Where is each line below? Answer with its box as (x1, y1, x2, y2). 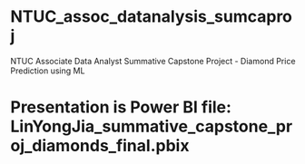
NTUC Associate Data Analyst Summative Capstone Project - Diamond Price (10, 55, 296, 66)
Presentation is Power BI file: (10, 97, 232, 118)
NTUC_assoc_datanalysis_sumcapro (10, 6, 293, 27)
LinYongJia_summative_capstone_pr (10, 116, 293, 137)
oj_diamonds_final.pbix (10, 136, 190, 156)
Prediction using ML (10, 65, 85, 76)
